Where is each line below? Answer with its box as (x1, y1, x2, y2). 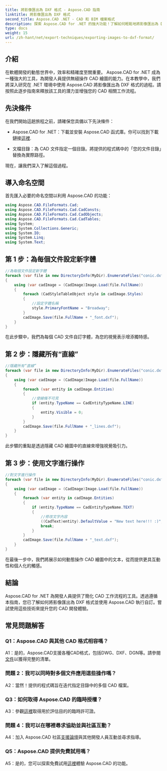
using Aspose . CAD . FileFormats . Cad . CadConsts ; (5, 207, 101, 212)
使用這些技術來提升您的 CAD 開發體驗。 (9, 605, 91, 611)
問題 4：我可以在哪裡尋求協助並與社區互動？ (5, 722, 112, 729)
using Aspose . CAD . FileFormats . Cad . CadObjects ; (5, 212, 103, 217)
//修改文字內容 (40, 514, 68, 519)
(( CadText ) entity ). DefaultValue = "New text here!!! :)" (40, 519, 162, 524)
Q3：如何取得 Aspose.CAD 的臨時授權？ (5, 696, 102, 703)
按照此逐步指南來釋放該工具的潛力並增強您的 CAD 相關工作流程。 (5, 88, 139, 94)
